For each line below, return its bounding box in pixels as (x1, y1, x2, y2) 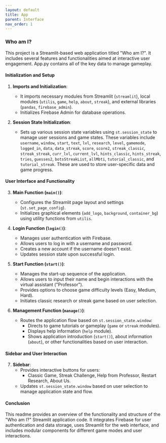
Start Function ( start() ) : (12, 261, 65, 267)
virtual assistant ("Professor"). (20, 281, 84, 288)
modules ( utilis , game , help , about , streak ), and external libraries (20, 98, 156, 104)
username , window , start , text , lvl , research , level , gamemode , (20, 140, 146, 146)
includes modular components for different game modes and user (5, 427, 143, 433)
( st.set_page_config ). (20, 205, 66, 211)
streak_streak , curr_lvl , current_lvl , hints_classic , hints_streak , (20, 150, 161, 156)
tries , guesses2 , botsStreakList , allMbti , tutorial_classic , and (20, 155, 154, 162)
